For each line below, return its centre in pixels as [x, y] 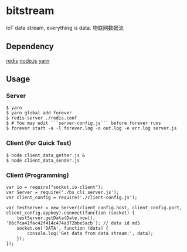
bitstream [30, 11]
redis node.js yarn [28, 60]
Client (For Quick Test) [39, 143]
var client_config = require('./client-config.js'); [72, 197]
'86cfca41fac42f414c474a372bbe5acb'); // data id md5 [73, 223]
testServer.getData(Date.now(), [56, 218]
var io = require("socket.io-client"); [55, 188]
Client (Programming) [38, 175]
